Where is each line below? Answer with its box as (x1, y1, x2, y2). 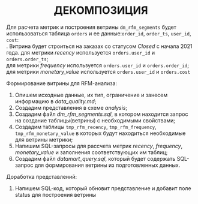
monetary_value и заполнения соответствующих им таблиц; (14, 148, 168, 156)
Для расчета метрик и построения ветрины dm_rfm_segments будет (6, 23, 177, 31)
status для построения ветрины (14, 191, 97, 198)
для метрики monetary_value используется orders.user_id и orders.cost (6, 68, 191, 75)
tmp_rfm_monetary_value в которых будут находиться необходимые (14, 130, 186, 137)
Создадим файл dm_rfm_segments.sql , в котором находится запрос (14, 110, 188, 118)
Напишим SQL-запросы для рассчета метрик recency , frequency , (14, 142, 183, 149)
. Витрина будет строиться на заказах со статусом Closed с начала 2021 (6, 43, 193, 50)
